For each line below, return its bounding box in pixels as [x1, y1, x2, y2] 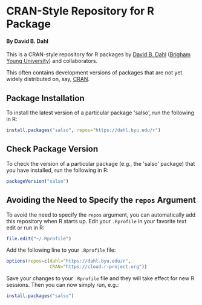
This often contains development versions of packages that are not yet [6, 69, 183, 76]
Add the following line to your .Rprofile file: [6, 246, 116, 254]
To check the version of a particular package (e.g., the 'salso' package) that [6, 160, 195, 167]
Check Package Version [6, 144, 99, 154]
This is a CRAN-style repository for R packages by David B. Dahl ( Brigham [6, 51, 191, 58]
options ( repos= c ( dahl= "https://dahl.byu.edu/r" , [6, 258, 131, 264]
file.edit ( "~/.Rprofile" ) [6, 235, 71, 241]
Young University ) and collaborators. [6, 57, 98, 65]
